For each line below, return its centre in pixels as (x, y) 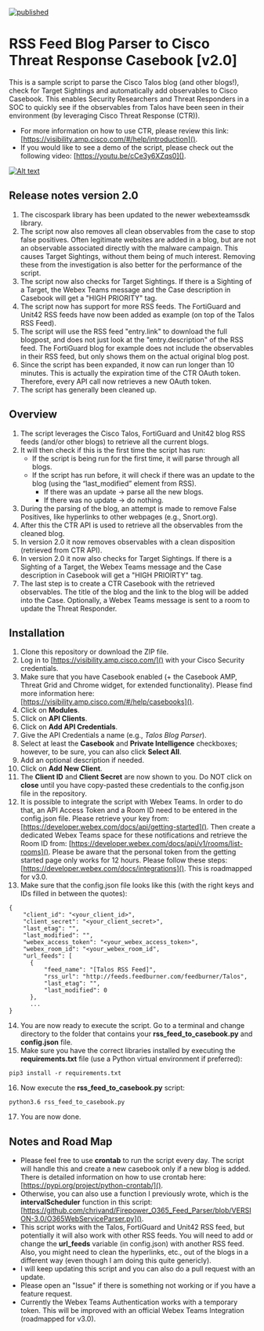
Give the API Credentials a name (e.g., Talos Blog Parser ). (113, 735)
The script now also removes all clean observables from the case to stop (137, 231)
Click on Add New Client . (61, 768)
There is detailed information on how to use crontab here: (113, 1177)
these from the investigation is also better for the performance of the (131, 264)
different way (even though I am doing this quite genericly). (116, 1260)
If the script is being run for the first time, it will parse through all (136, 458)
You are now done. (51, 1117)
